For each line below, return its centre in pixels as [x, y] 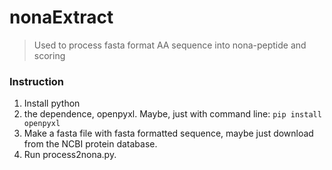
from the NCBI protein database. [90, 144]
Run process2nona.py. [70, 155]
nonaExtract [61, 17]
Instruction [37, 81]
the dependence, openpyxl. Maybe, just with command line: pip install [172, 114]
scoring [49, 55]
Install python [52, 103]
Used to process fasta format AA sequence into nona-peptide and [170, 45]
